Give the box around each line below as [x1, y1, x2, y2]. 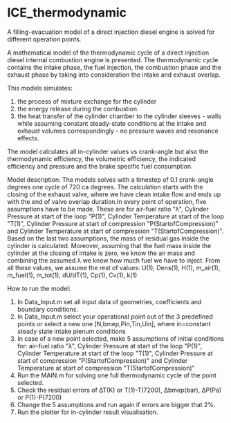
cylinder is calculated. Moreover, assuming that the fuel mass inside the [7, 241, 212, 250]
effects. [17, 133, 39, 142]
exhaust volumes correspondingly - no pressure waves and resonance [17, 126, 219, 135]
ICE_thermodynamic [7, 5, 127, 21]
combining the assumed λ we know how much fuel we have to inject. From [7, 256, 221, 264]
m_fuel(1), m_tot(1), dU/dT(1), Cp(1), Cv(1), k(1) [7, 271, 138, 279]
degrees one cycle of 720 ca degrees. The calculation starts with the [7, 182, 204, 191]
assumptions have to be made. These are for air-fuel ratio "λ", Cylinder [7, 205, 209, 213]
